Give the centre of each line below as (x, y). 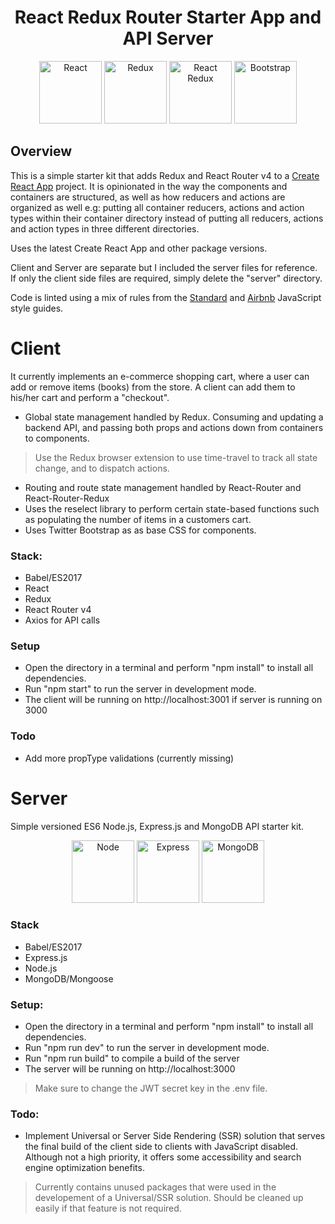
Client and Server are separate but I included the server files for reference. (164, 267)
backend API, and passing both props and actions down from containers (174, 427)
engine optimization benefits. (84, 1168)
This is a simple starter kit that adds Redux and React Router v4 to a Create (165, 175)
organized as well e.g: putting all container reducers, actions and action (157, 207)
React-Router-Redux (67, 498)
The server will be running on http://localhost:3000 (130, 1069)
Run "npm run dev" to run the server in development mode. (147, 1048)
